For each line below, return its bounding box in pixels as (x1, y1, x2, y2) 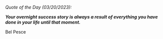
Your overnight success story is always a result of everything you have (5, 14, 158, 19)
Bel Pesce (5, 29, 26, 34)
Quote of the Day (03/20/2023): (5, 4, 72, 10)
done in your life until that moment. (5, 19, 81, 25)
